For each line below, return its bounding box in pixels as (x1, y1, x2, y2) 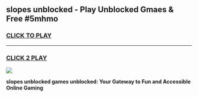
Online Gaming (6, 84, 44, 91)
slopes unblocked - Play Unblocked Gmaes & (6, 5, 174, 15)
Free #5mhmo (6, 14, 58, 24)
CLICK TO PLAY (6, 32, 52, 40)
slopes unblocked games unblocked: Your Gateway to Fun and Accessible (6, 78, 191, 85)
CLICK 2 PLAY (6, 53, 47, 62)
